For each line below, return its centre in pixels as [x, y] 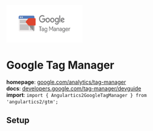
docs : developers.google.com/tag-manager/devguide [74, 88]
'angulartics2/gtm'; [33, 102]
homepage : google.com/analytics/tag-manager [66, 82]
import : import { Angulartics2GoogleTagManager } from [77, 95]
